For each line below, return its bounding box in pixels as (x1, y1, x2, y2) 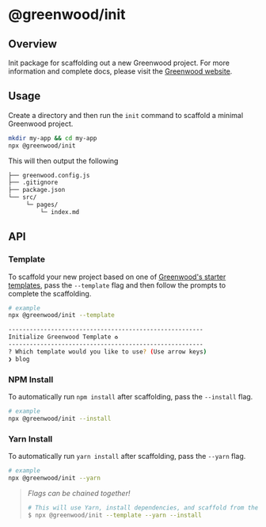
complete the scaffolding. (8, 288, 92, 298)
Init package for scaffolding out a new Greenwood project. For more (8, 58, 230, 67)
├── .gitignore (8, 178, 59, 187)
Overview (8, 37, 58, 51)
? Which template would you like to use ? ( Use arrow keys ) (8, 347, 207, 356)
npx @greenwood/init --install (8, 414, 112, 422)
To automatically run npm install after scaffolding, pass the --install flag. (8, 391, 253, 401)
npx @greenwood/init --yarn (8, 474, 101, 482)
